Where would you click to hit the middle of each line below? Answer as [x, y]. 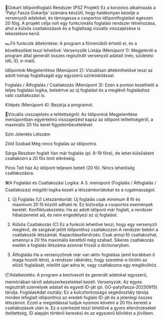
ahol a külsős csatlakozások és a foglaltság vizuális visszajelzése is [73, 28]
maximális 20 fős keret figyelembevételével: [49, 125]
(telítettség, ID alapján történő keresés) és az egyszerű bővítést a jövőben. [80, 313]
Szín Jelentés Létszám [28, 134]
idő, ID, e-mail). [20, 61]
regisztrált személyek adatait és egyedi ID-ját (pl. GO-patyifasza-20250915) [81, 287]
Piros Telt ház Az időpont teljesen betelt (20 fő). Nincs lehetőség [70, 168]
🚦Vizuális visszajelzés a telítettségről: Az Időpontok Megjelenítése [71, 114]
